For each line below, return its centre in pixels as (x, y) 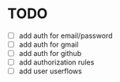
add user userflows (50, 71)
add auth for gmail (49, 45)
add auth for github (50, 54)
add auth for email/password (66, 35)
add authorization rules (56, 62)
